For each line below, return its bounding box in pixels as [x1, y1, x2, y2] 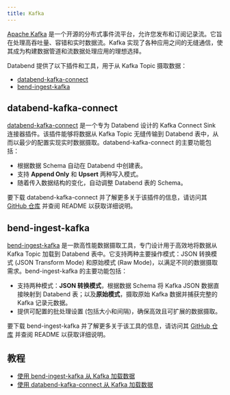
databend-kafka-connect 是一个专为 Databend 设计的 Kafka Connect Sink [7, 121, 216, 130]
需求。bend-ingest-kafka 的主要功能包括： [7, 267, 128, 275]
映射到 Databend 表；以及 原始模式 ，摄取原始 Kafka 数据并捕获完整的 [23, 290, 218, 298]
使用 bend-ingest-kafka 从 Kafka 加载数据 [16, 372, 136, 381]
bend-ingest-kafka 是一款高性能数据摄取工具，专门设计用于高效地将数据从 [7, 241, 218, 250]
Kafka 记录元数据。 [16, 299, 72, 307]
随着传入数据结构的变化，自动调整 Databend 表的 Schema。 [16, 179, 187, 187]
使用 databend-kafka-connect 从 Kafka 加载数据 [16, 381, 153, 389]
